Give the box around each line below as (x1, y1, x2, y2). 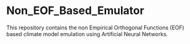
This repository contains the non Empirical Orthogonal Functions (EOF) (6, 24, 185, 31)
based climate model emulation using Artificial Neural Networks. (6, 30, 168, 37)
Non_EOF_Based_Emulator (6, 4, 145, 18)
